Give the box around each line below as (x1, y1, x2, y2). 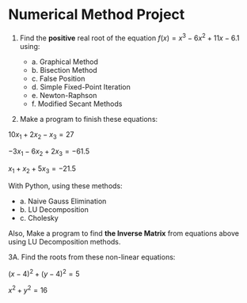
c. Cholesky (19, 213, 59, 222)
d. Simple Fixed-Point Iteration (31, 81, 131, 92)
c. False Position (31, 74, 85, 83)
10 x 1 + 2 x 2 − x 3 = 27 (8, 129, 74, 141)
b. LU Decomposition (19, 204, 89, 214)
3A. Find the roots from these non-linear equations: (8, 252, 176, 262)
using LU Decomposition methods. (8, 237, 121, 246)
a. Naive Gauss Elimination (19, 196, 107, 206)
